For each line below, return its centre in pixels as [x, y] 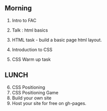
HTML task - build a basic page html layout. [57, 40]
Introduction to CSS [32, 49]
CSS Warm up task [31, 59]
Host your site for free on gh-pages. [49, 103]
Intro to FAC [24, 20]
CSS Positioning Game [35, 92]
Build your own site [32, 98]
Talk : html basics [30, 30]
